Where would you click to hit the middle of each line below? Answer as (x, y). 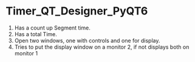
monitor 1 (26, 53)
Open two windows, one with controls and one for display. (87, 40)
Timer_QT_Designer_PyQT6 (77, 11)
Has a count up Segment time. (52, 28)
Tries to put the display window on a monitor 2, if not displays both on (102, 47)
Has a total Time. (36, 34)
